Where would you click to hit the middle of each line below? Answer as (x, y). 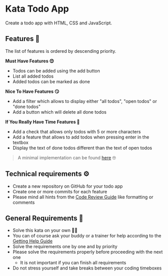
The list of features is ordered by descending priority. (61, 51)
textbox (20, 142)
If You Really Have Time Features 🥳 (43, 122)
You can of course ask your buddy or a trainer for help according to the (87, 236)
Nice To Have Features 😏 (32, 91)
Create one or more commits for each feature (60, 191)
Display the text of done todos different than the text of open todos (82, 148)
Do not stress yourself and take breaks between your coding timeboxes (87, 268)
